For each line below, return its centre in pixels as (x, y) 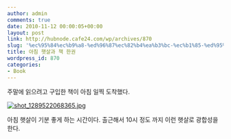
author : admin (27, 13)
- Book (16, 71)
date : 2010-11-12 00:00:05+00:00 (55, 26)
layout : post (26, 33)
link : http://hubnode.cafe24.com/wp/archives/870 (80, 39)
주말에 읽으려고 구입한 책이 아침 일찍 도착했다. (69, 92)
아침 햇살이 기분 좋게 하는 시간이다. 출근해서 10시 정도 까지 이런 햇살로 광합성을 (113, 119)
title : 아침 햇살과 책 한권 (42, 52)
